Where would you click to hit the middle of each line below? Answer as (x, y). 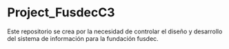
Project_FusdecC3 (61, 13)
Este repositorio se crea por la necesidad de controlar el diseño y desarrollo (115, 31)
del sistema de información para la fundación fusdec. (83, 38)
